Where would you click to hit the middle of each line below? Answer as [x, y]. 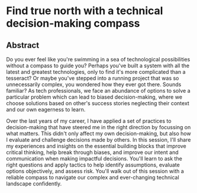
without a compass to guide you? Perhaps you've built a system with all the [98, 66]
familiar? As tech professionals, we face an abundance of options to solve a [98, 91]
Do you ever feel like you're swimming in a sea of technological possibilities [98, 59]
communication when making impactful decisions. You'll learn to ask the [94, 158]
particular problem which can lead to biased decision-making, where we [94, 97]
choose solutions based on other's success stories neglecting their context [98, 103]
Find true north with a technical [85, 11]
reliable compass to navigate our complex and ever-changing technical [93, 177]
